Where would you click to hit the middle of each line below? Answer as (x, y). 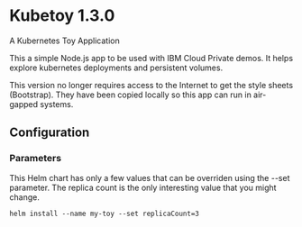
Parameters (35, 159)
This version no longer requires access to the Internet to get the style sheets (151, 85)
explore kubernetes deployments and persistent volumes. (116, 68)
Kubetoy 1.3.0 (62, 16)
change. (25, 197)
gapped (24, 104)
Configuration (50, 133)
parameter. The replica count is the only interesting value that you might (143, 187)
